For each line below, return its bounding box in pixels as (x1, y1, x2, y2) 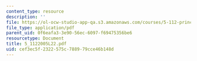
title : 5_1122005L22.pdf (6, 41, 67, 47)
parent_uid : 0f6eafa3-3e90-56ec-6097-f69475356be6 (6, 30, 133, 36)
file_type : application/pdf (6, 24, 75, 31)
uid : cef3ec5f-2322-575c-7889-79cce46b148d (6, 46, 114, 52)
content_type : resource (6, 8, 64, 15)
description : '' (6, 14, 46, 20)
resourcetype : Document (6, 35, 64, 41)
